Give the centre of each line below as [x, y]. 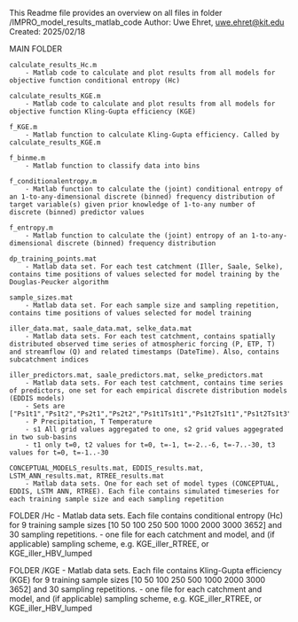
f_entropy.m [31, 228]
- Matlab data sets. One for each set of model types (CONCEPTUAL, [152, 484]
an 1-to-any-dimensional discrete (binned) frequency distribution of [142, 197]
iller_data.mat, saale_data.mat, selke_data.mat [101, 329]
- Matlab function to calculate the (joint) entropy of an [137, 236]
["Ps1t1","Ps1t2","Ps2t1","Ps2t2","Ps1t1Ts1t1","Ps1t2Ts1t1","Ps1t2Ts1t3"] [152, 414]
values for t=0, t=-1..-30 [59, 453]
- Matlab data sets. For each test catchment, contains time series [154, 383]
